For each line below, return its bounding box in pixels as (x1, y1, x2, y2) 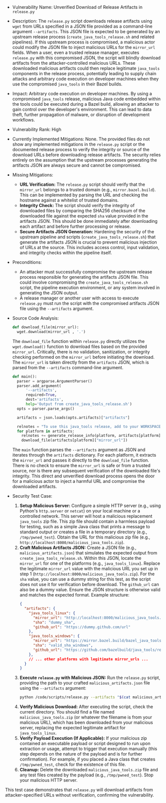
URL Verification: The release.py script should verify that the (19, 181, 145, 187)
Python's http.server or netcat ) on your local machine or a (19, 508, 140, 514)
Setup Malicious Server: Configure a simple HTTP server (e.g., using (19, 503, 161, 508)
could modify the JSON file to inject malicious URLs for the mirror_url (12, 44, 156, 50)
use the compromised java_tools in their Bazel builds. (12, 81, 123, 87)
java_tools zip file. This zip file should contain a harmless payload (19, 518, 155, 524)
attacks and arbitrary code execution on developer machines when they (12, 76, 159, 82)
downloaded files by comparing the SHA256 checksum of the (19, 208, 146, 213)
